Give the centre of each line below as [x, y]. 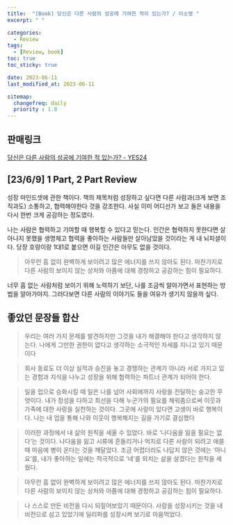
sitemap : [20, 97]
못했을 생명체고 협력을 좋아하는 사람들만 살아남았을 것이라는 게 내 [114, 238]
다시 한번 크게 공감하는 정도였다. [51, 215]
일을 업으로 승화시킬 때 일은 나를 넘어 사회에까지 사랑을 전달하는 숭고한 [120, 391]
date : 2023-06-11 [32, 77]
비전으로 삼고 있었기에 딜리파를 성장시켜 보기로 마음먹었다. [103, 514]
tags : [15, 46]
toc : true [22, 59]
